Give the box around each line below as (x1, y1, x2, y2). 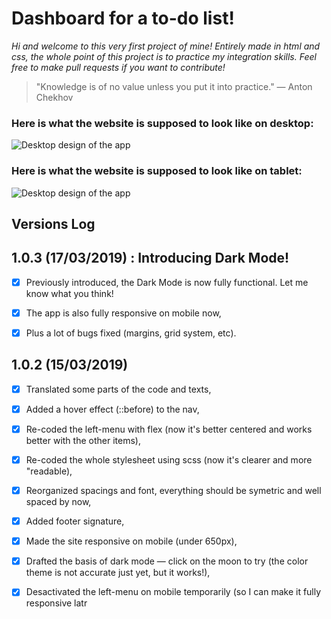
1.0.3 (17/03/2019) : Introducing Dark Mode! (11, 250, 290, 267)
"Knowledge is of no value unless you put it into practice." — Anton (35, 80, 313, 92)
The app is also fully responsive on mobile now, (25, 307, 222, 319)
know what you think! (25, 287, 114, 299)
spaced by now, (25, 496, 92, 508)
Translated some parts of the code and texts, (25, 383, 212, 395)
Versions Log (11, 215, 96, 232)
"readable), (25, 465, 73, 477)
